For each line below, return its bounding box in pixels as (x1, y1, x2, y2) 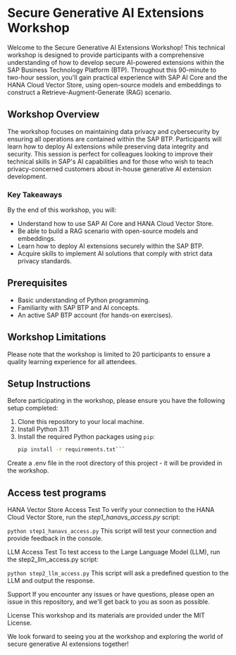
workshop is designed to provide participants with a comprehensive (7, 51, 204, 59)
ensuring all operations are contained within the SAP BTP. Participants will (7, 135, 222, 143)
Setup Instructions (7, 378, 91, 390)
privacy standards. (17, 257, 72, 266)
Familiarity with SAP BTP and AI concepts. (17, 303, 140, 311)
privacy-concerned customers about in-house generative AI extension (7, 164, 211, 173)
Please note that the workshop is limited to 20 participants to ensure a (7, 350, 211, 358)
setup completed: (7, 404, 58, 413)
